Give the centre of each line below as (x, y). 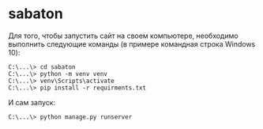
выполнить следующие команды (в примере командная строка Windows (132, 44)
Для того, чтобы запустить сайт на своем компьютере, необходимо (123, 36)
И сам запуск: (32, 102)
